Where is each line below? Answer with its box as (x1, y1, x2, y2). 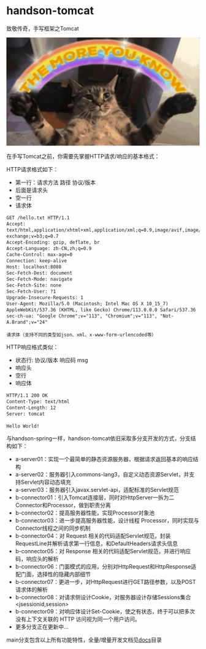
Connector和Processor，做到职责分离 (15, 501, 112, 508)
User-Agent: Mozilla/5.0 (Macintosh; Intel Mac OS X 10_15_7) (6, 300, 169, 307)
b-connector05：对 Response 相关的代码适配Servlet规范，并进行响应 (15, 547, 191, 554)
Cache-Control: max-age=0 (6, 251, 72, 258)
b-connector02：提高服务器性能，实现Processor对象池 (15, 509, 155, 516)
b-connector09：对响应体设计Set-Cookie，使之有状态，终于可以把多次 (15, 607, 195, 615)
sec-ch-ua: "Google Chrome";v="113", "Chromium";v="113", (6, 313, 158, 319)
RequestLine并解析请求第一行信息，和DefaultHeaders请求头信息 (15, 540, 178, 547)
